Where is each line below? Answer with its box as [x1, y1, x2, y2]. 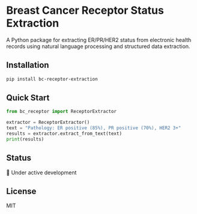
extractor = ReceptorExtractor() [6, 120, 90, 126]
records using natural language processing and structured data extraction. [6, 43, 190, 50]
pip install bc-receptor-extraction [6, 76, 98, 82]
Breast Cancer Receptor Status [6, 4, 164, 17]
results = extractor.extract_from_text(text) [6, 130, 122, 137]
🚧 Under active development [6, 169, 77, 176]
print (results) [6, 136, 44, 142]
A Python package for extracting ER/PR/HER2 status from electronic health [6, 36, 192, 43]
